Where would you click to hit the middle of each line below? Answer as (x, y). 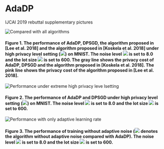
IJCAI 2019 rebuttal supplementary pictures (49, 22)
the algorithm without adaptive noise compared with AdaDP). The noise (80, 136)
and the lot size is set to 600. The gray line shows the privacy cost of (80, 60)
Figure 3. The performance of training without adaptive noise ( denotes (82, 131)
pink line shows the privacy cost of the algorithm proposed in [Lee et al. (80, 70)
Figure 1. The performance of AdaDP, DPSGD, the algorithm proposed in (80, 43)
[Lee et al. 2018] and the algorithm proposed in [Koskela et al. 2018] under (82, 48)
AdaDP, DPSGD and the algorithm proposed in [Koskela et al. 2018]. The (80, 65)
